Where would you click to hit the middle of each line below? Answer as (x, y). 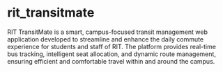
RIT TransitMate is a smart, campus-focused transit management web (107, 32)
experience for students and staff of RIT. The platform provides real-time (111, 46)
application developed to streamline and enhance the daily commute (106, 39)
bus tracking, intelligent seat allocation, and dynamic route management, (111, 54)
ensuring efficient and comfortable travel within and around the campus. (111, 61)
